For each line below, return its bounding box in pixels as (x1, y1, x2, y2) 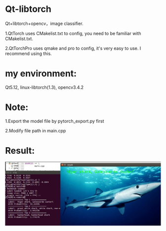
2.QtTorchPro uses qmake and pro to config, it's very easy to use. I (5, 45, 141, 51)
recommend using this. (5, 51, 52, 57)
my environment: (5, 68, 77, 79)
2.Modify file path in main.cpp (5, 127, 66, 133)
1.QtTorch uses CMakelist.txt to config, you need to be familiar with (5, 30, 142, 36)
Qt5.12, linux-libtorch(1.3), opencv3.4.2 (5, 84, 84, 90)
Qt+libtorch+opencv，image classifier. (5, 20, 83, 26)
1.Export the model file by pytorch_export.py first (5, 118, 104, 124)
